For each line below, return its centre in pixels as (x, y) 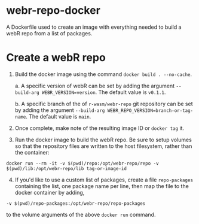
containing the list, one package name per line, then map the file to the (102, 186)
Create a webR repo (56, 58)
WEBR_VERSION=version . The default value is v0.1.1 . (104, 92)
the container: (32, 152)
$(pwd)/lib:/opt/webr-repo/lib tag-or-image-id (67, 168)
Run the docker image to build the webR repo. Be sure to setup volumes (103, 140)
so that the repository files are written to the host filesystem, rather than (103, 146)
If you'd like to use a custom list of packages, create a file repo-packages (104, 180)
